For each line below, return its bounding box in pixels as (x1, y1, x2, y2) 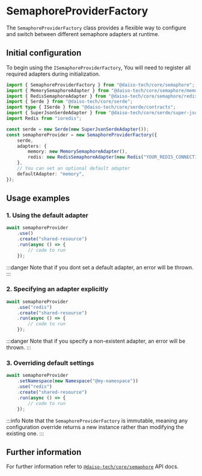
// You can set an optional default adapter (17, 165, 130, 171)
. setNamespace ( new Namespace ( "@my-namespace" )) (17, 378, 138, 384)
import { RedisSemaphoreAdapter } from (6, 93, 106, 99)
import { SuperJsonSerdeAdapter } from (6, 110, 106, 116)
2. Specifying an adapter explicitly (6, 285, 109, 293)
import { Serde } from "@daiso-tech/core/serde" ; (6, 99, 133, 105)
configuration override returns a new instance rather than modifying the (6, 423, 185, 430)
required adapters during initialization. (6, 70, 100, 78)
